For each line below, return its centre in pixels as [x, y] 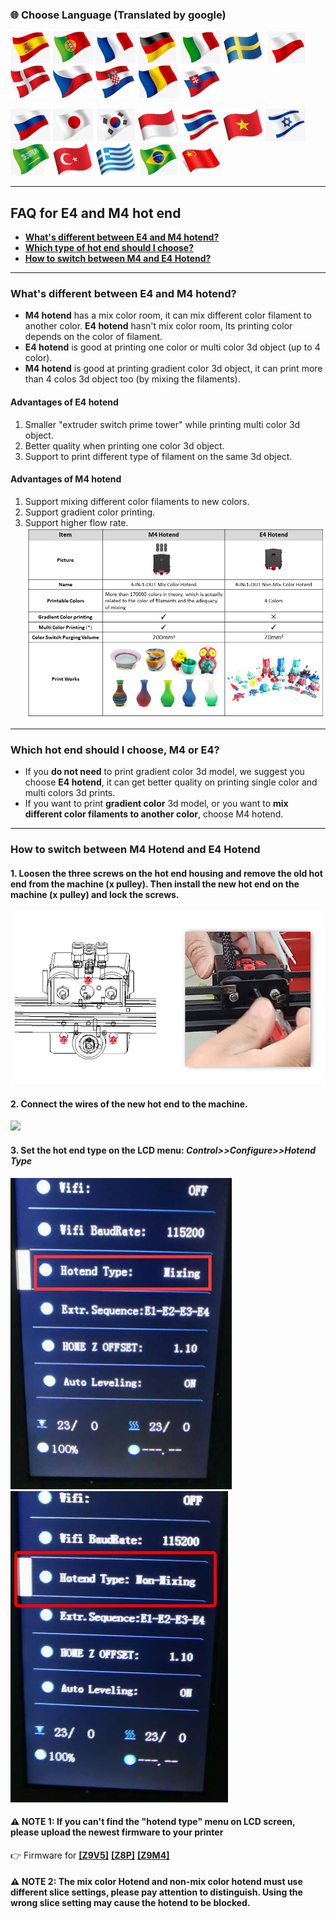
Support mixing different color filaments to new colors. [137, 501]
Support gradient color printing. [90, 512]
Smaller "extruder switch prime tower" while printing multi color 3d [162, 424]
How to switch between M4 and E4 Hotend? [118, 259]
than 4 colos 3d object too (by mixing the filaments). [132, 379]
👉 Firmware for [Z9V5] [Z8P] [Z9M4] [90, 1855]
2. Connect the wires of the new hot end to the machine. [129, 1104]
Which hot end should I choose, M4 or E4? [115, 750]
